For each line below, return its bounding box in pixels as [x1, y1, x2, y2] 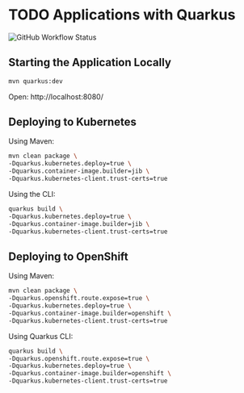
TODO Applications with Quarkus [8, 6, 236, 24]
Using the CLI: [8, 189, 56, 199]
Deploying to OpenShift [8, 249, 128, 263]
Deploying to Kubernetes [8, 115, 137, 129]
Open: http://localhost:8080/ [8, 91, 103, 102]
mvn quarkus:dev [8, 77, 63, 86]
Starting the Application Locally [8, 56, 172, 69]
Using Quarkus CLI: [8, 331, 74, 341]
